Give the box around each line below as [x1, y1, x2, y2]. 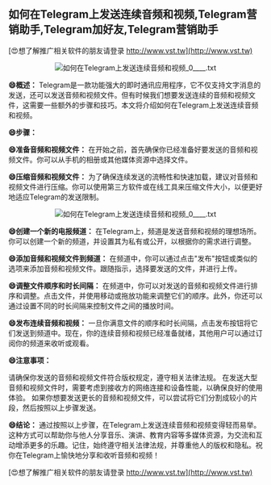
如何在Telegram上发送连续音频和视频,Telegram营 [8, 7, 257, 22]
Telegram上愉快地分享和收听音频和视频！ [22, 450, 160, 460]
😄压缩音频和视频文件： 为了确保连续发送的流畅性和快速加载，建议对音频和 [8, 172, 258, 182]
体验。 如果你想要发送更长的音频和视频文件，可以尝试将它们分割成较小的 [8, 392, 251, 402]
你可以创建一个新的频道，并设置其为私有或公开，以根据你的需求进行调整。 [8, 236, 256, 246]
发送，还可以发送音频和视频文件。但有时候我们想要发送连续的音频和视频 [8, 90, 248, 99]
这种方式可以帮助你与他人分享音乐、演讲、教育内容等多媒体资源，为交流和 [8, 430, 256, 440]
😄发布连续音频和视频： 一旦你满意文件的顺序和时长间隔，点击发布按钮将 [8, 318, 252, 328]
